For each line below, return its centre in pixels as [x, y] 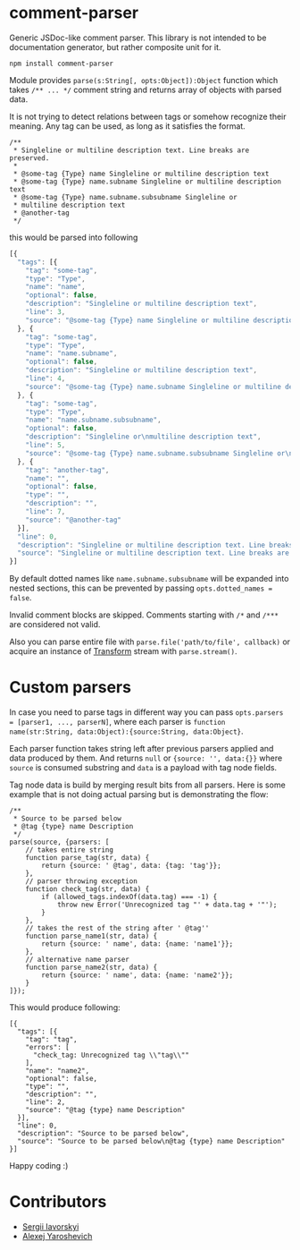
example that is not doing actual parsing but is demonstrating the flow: [139, 795]
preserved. [29, 158]
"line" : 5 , [46, 446]
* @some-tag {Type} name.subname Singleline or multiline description [147, 182]
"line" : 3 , [46, 312]
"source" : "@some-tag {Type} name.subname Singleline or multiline [153, 387]
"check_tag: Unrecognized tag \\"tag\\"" [111, 1055]
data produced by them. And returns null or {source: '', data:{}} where [146, 758]
